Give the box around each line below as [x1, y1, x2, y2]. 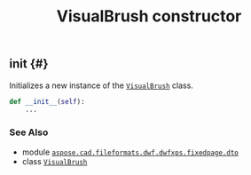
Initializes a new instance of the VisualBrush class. [9, 80, 193, 91]
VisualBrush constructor [56, 6, 242, 27]
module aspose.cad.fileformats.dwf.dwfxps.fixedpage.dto [21, 147, 239, 157]
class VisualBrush [21, 155, 88, 166]
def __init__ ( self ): [9, 97, 86, 106]
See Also [9, 126, 49, 139]
